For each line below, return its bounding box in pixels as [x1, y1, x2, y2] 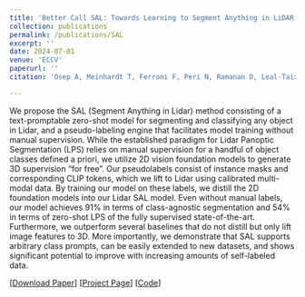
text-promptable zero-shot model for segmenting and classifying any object [9, 114, 293, 125]
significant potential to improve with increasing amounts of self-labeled [9, 250, 275, 261]
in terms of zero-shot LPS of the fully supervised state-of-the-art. [9, 211, 256, 223]
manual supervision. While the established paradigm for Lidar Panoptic [9, 134, 274, 145]
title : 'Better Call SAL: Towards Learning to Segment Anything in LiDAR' [9, 13, 299, 23]
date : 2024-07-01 [9, 47, 75, 56]
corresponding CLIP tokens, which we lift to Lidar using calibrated [9, 173, 256, 183]
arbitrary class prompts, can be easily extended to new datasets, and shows [9, 240, 295, 251]
